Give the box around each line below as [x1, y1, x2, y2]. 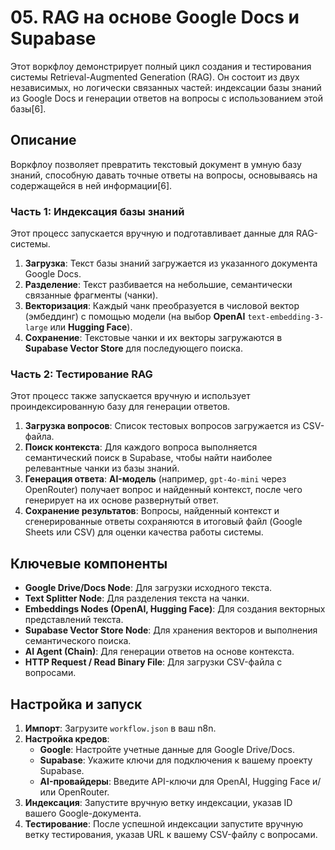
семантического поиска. [24, 635, 132, 647]
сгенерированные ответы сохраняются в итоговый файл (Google [24, 516, 303, 528]
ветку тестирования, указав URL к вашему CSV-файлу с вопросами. [24, 828, 318, 840]
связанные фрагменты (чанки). [24, 289, 159, 301]
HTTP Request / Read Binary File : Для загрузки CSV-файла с [24, 656, 283, 668]
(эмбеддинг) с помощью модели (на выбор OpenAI [24, 311, 246, 323]
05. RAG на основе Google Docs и [10, 6, 300, 29]
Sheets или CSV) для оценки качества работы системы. [24, 526, 264, 538]
